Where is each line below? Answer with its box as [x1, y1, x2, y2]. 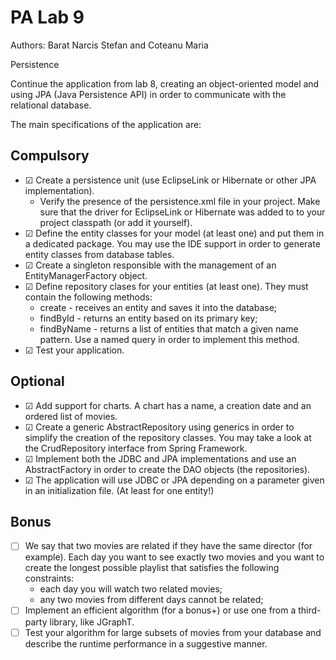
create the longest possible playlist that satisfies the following [24, 562, 280, 574]
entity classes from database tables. [24, 248, 175, 260]
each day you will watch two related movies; [39, 583, 223, 595]
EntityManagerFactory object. [24, 269, 148, 281]
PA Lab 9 [10, 6, 85, 29]
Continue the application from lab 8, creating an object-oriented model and [10, 77, 320, 90]
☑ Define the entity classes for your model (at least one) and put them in [24, 227, 325, 239]
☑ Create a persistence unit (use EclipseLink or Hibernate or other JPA [24, 174, 317, 186]
